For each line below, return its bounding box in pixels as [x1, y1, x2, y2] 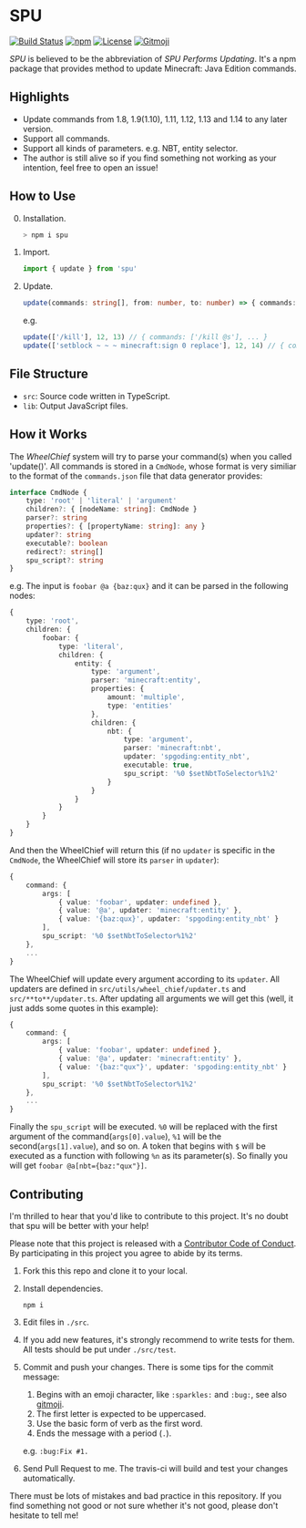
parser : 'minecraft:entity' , [90, 676, 202, 685]
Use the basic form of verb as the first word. [36, 1419, 203, 1429]
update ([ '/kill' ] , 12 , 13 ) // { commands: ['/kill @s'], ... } [22, 333, 269, 342]
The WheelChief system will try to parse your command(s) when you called [9, 450, 292, 461]
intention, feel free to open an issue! [22, 161, 158, 173]
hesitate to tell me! [9, 1510, 79, 1521]
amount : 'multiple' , [107, 693, 185, 702]
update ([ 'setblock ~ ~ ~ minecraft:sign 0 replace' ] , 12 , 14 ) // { [22, 341, 285, 351]
